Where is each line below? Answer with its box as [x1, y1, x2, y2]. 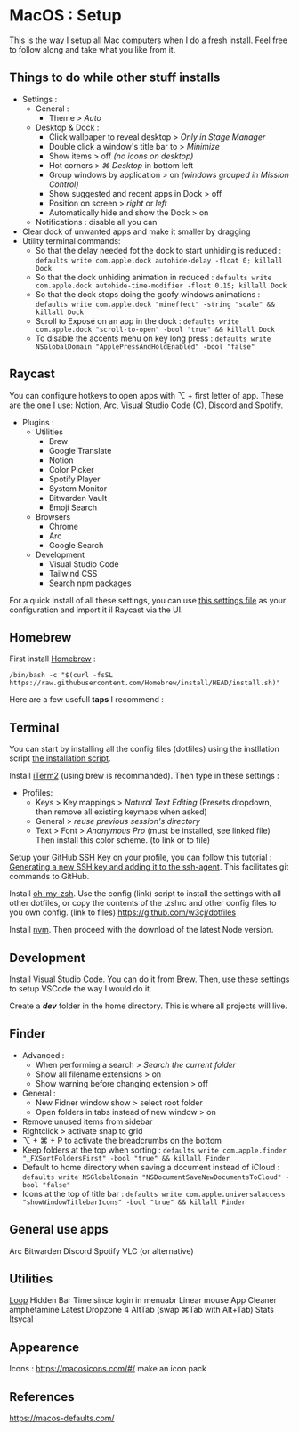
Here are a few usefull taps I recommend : [9, 694, 165, 705]
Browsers [35, 511, 71, 522]
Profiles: [21, 788, 53, 798]
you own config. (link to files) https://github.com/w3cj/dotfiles [9, 907, 237, 918]
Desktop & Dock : [35, 122, 100, 133]
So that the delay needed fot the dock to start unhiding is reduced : [35, 245, 282, 255]
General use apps [9, 1222, 109, 1237]
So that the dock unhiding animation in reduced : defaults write [35, 271, 272, 282]
